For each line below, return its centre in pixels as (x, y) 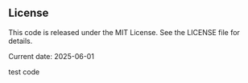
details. (21, 41)
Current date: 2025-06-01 (52, 56)
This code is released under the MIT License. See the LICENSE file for (124, 32)
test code (24, 72)
